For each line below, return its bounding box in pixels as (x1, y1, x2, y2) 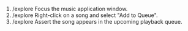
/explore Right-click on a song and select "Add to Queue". (12, 12, 158, 19)
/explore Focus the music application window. (12, 5, 128, 12)
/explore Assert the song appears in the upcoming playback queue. (12, 18, 182, 25)
